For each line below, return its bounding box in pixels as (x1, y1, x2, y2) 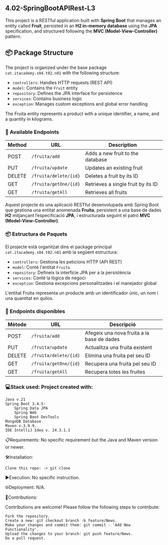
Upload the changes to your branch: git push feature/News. (5, 531, 133, 536)
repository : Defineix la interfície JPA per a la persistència (12, 270, 131, 276)
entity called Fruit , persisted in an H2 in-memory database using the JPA (5, 23, 157, 29)
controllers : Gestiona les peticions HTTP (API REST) (12, 259, 122, 265)
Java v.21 (5, 397, 26, 402)
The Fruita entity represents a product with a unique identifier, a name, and (5, 111, 159, 117)
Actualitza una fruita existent (84, 344, 152, 351)
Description (108, 141, 137, 148)
